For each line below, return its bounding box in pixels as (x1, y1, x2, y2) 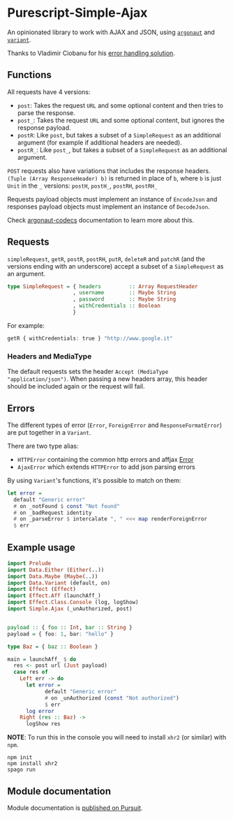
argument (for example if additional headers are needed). (17, 138, 183, 146)
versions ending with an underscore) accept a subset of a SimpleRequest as (7, 262, 224, 270)
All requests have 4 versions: (7, 87, 91, 96)
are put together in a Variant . (7, 428, 91, 437)
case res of (13, 668, 49, 676)
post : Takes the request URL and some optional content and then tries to (17, 101, 223, 110)
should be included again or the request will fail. (7, 382, 145, 391)
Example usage (7, 541, 75, 553)
